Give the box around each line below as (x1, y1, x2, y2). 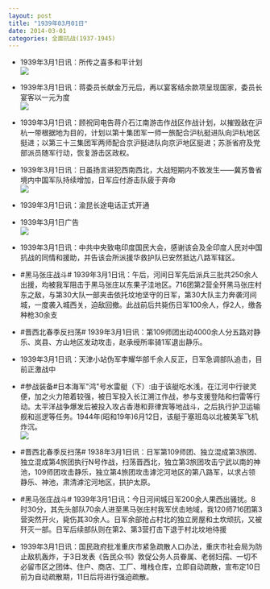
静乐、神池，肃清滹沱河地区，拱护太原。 (19, 477, 155, 487)
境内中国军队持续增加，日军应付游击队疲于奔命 (19, 175, 176, 185)
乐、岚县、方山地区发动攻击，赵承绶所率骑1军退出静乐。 (19, 338, 207, 347)
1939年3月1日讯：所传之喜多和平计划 (19, 57, 143, 67)
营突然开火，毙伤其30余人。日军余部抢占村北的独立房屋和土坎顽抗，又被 (19, 515, 263, 525)
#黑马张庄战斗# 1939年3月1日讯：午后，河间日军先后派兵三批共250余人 (19, 270, 259, 280)
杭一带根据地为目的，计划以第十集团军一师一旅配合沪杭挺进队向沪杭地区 (19, 128, 260, 138)
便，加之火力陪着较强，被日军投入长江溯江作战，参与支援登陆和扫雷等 (19, 392, 254, 401)
